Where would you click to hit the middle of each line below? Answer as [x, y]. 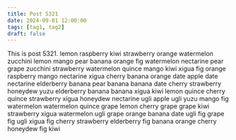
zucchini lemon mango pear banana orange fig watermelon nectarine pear [116, 62]
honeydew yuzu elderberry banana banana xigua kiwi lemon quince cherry [117, 91]
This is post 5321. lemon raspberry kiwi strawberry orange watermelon [111, 54]
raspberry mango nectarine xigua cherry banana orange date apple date [113, 76]
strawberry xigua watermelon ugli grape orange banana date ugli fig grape [116, 114]
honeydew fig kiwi [34, 129]
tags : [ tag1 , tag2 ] [36, 27]
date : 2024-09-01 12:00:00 [47, 21]
